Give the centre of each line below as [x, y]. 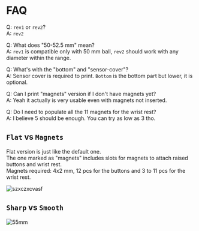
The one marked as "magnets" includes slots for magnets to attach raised [97, 158]
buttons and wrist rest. [34, 164]
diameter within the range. [39, 58]
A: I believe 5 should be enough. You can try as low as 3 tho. [81, 118]
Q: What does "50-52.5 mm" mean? [50, 45]
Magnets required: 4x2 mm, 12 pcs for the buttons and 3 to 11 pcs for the [96, 170]
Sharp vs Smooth [35, 208]
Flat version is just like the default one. [54, 151]
